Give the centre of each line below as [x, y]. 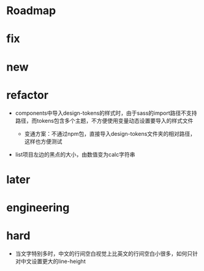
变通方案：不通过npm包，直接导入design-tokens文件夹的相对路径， [110, 133]
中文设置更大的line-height [53, 261]
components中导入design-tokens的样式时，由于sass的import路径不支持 [106, 113]
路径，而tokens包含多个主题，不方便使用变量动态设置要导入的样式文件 [104, 120]
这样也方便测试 [43, 141]
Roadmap [31, 11]
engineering [38, 207]
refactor [28, 95]
